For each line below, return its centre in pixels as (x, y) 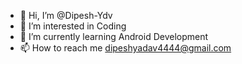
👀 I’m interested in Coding (73, 26)
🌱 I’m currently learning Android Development (114, 36)
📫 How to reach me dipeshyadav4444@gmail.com (125, 48)
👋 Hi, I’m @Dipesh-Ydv (66, 15)
